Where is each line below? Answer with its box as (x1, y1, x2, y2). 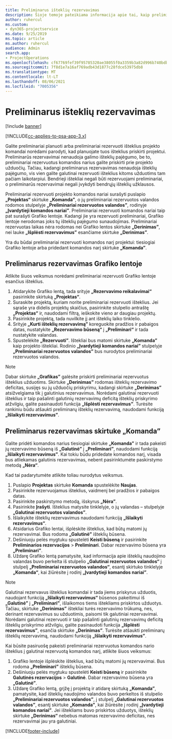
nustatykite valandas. (12, 332, 58, 338)
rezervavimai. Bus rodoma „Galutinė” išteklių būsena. (12, 531, 126, 537)
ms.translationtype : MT (5, 70, 56, 75)
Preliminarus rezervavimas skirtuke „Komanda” (5, 426, 161, 435)
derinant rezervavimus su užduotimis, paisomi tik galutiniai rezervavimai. (5, 611, 159, 617)
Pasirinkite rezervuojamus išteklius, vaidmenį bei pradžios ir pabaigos (12, 488, 160, 494)
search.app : (5, 50, 31, 55)
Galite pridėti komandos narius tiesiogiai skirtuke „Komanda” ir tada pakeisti (5, 440, 166, 446)
